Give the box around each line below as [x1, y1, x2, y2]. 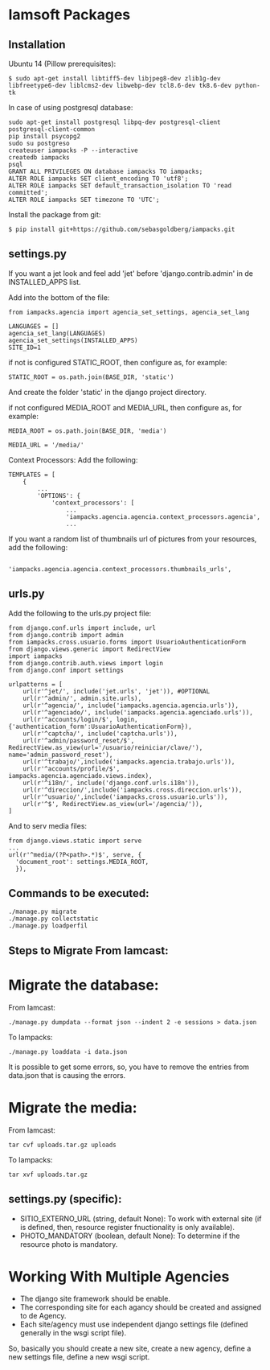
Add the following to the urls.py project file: [8, 608, 152, 618]
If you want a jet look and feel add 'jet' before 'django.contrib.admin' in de [8, 268, 253, 278]
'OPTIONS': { [37, 492, 81, 500]
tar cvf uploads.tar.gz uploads [8, 1141, 117, 1149]
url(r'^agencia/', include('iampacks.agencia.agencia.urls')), [22, 701, 239, 710]
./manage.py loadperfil [8, 922, 88, 930]
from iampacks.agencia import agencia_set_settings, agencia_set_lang [8, 308, 250, 316]
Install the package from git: [8, 210, 101, 219]
